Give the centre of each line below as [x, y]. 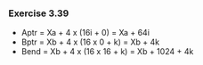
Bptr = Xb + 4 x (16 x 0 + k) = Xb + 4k [90, 42]
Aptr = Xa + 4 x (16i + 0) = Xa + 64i [85, 33]
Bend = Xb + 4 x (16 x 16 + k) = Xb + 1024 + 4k [107, 52]
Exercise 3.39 [39, 13]
